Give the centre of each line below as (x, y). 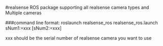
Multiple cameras (23, 13)
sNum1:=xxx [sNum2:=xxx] (34, 28)
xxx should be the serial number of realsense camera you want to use (78, 38)
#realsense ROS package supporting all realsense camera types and (77, 7)
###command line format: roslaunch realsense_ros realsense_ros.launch (81, 23)
